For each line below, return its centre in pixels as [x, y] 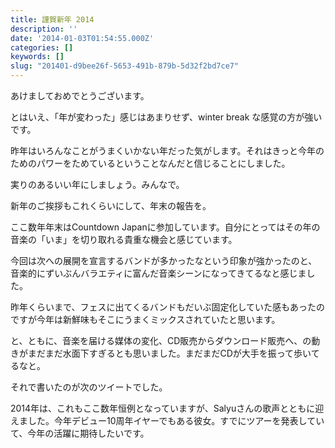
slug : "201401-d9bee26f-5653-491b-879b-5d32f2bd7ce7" [125, 66]
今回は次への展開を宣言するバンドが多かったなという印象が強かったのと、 [164, 260]
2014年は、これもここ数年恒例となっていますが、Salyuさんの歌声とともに [163, 408]
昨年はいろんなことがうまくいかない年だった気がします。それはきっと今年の [167, 150]
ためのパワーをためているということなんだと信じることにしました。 [150, 163]
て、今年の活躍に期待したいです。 [80, 433]
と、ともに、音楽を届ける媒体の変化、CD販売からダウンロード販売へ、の [161, 340]
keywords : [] [37, 57]
